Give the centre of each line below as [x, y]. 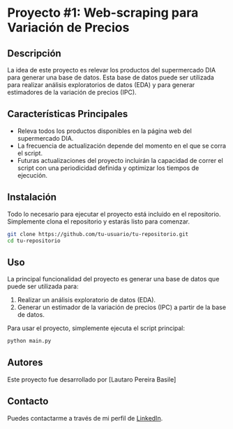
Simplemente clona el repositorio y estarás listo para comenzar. [99, 221]
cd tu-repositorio [34, 241]
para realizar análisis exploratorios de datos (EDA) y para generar [101, 85]
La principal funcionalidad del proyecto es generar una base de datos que [113, 279]
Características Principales [68, 114]
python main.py [29, 341]
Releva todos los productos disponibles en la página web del [104, 131]
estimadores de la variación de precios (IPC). [72, 92]
